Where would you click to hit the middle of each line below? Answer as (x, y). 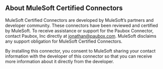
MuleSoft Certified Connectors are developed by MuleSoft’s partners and (80, 20)
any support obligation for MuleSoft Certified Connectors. (64, 41)
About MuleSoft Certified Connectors (64, 8)
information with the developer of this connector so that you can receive (79, 56)
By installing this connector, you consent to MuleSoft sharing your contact (80, 51)
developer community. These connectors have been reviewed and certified (81, 25)
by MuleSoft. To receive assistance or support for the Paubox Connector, (80, 31)
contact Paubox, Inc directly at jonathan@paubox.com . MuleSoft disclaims (81, 36)
